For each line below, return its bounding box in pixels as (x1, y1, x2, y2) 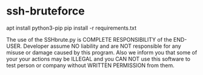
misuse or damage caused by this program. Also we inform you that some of (6, 48, 198, 56)
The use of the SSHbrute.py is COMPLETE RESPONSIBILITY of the (6, 36, 173, 43)
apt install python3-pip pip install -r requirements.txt (6, 24, 137, 31)
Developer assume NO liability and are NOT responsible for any (23, 42, 182, 50)
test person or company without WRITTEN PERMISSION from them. (6, 62, 175, 69)
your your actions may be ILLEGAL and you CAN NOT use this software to (6, 55, 191, 62)
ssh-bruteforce (6, 4, 85, 18)
